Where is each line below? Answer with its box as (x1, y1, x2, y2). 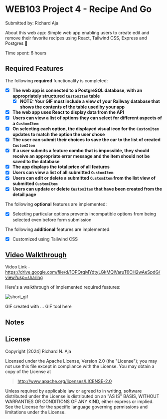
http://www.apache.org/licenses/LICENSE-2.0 (17, 378, 112, 384)
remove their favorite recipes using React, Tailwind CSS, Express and (5, 35, 147, 41)
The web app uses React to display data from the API (12, 109, 124, 115)
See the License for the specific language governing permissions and (5, 404, 148, 410)
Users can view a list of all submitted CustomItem (12, 170, 114, 176)
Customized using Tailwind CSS (12, 236, 78, 242)
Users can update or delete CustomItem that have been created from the (12, 186, 163, 192)
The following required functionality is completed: (5, 77, 108, 83)
